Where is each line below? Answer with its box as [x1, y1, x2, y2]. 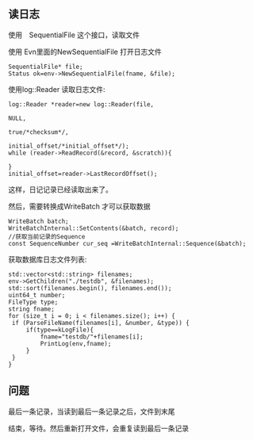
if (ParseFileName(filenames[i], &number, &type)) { [11, 319, 190, 327]
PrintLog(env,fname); [40, 339, 112, 347]
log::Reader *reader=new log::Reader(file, [8, 100, 155, 109]
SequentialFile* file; [8, 63, 83, 71]
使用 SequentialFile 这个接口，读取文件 [8, 30, 140, 40]
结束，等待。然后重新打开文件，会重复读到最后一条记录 [8, 423, 189, 433]
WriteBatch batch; [8, 217, 69, 225]
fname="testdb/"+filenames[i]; [40, 332, 144, 341]
